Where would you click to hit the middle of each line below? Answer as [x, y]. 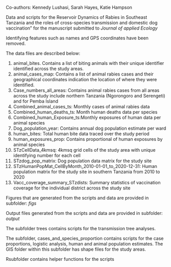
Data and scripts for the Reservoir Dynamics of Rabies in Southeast [77, 17]
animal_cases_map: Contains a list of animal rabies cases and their [83, 74]
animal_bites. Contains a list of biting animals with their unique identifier [89, 63]
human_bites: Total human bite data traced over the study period [81, 134]
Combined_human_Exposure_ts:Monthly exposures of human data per [87, 117]
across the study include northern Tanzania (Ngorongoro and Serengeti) [89, 96]
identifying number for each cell [47, 155]
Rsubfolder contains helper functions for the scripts [60, 259]
